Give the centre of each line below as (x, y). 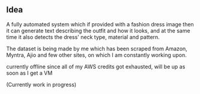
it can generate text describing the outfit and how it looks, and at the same (98, 31)
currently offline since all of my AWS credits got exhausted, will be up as (96, 66)
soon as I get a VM (29, 73)
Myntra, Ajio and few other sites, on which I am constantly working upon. (97, 55)
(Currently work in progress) (41, 84)
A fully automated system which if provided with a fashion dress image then (100, 24)
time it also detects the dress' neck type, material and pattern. (83, 37)
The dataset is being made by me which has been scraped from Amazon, (97, 48)
